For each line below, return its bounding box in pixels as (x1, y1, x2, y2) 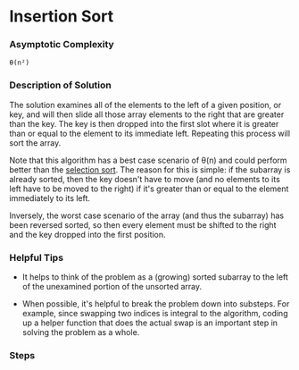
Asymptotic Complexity (9, 38, 114, 51)
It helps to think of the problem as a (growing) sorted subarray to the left (21, 272, 288, 282)
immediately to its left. (9, 192, 91, 203)
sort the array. (9, 137, 62, 148)
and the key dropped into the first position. (9, 229, 167, 240)
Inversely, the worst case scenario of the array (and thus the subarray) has (9, 210, 284, 221)
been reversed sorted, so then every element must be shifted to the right (9, 219, 277, 230)
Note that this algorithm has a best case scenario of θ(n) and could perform (9, 155, 287, 165)
